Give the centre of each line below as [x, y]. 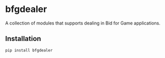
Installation [23, 39]
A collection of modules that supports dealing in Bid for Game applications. [83, 23]
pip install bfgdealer [29, 50]
